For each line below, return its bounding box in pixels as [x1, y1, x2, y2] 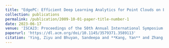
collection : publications [5, 12, 59, 17]
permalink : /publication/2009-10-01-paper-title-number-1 [5, 16, 129, 21]
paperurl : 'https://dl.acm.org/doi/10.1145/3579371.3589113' [5, 30, 136, 35]
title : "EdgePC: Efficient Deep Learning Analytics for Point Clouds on [5, 7, 161, 12]
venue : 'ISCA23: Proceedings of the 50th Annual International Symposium [5, 26, 163, 31]
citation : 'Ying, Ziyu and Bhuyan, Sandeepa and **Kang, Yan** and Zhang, [5, 35, 165, 40]
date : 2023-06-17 [5, 21, 42, 26]
